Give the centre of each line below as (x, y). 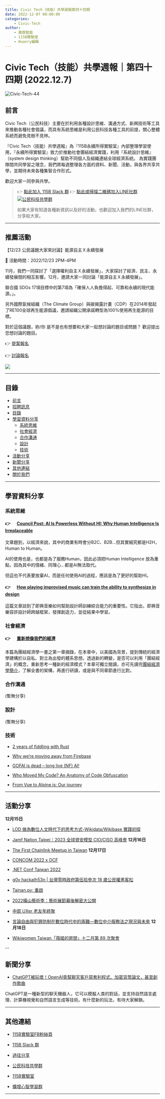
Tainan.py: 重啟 (27, 890)
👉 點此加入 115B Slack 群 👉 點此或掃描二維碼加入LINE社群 (77, 191)
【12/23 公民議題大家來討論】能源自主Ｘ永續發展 (55, 250)
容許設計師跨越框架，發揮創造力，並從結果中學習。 (61, 612)
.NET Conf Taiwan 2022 (37, 869)
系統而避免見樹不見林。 (29, 135)
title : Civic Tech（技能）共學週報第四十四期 (48, 10)
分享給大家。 (30, 216)
